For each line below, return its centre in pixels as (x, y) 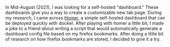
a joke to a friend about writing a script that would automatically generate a (84, 28)
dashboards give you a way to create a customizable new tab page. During (83, 12)
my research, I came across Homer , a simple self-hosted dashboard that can (85, 18)
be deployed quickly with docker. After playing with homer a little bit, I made (84, 23)
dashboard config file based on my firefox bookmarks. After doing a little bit (84, 34)
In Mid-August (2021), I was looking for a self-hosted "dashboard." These (82, 7)
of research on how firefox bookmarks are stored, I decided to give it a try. (83, 39)
